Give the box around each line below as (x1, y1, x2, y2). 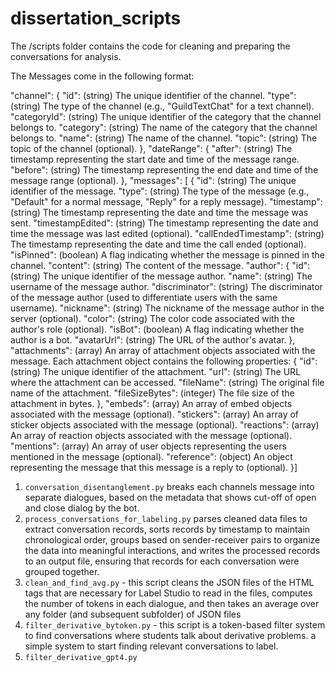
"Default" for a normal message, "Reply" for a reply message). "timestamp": (10, 195, 323, 207)
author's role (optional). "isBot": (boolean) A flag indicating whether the (10, 323, 305, 335)
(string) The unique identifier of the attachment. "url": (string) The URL (10, 365, 302, 377)
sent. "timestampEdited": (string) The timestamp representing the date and (10, 217, 319, 229)
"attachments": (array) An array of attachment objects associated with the (10, 344, 316, 356)
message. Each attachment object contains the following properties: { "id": (10, 355, 318, 367)
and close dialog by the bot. (24, 502, 140, 514)
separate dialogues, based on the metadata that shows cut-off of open (24, 491, 317, 503)
